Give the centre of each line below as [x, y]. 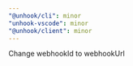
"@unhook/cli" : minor [45, 16]
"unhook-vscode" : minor [49, 23]
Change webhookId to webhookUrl [67, 54]
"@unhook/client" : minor [50, 31]
